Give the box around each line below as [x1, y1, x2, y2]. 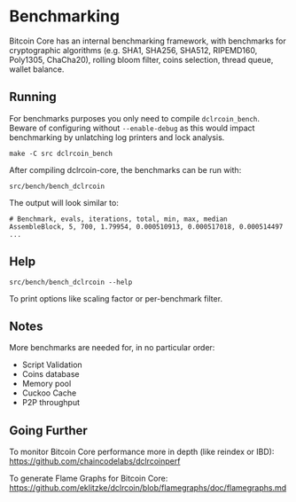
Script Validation [21, 359, 82, 370]
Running [9, 90, 58, 105]
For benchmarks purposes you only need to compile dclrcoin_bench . [9, 113, 260, 123]
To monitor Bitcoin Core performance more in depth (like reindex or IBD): [9, 446, 275, 458]
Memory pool [21, 379, 72, 389]
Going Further [9, 423, 89, 438]
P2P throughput [21, 397, 81, 408]
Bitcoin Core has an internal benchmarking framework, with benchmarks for [9, 35, 286, 46]
